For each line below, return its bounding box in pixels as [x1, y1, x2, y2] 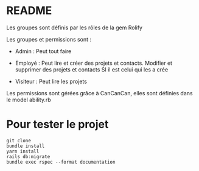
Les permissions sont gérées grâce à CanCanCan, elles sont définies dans [6, 89, 193, 96]
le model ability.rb [6, 96, 52, 103]
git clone [6, 137, 32, 144]
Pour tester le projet [6, 117, 109, 131]
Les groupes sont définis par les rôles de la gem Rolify [6, 24, 143, 31]
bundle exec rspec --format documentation [6, 159, 116, 165]
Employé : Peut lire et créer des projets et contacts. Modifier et [15, 59, 172, 67]
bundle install [6, 143, 45, 149]
